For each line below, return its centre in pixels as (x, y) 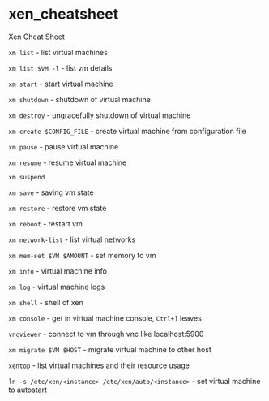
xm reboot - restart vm (45, 223)
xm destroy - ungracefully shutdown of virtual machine (100, 115)
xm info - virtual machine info (58, 271)
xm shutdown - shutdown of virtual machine (80, 99)
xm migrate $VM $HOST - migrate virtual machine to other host (110, 349)
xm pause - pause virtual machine (64, 146)
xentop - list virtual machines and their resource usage (99, 365)
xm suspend (27, 177)
